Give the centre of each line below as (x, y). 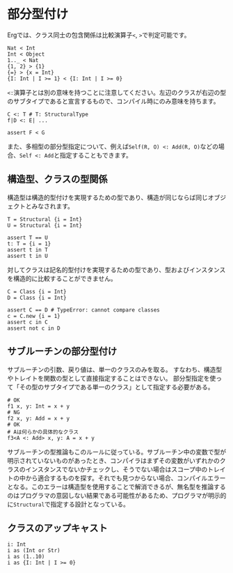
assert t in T (28, 250)
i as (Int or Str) (34, 551)
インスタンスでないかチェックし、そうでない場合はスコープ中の (116, 469)
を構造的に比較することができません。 (62, 278)
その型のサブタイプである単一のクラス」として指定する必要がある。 (116, 387)
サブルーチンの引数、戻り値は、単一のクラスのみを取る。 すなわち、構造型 (115, 369)
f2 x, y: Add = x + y (39, 418)
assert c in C (28, 322)
